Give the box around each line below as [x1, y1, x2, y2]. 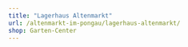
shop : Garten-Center [8, 26, 78, 34]
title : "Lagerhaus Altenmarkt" [8, 11, 113, 20]
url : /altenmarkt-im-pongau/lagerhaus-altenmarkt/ [8, 19, 181, 27]
